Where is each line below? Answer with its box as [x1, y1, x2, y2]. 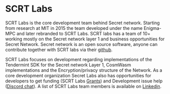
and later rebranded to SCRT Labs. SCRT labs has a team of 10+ [16, 30, 151, 36]
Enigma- [144, 25, 161, 31]
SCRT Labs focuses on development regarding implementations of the [5, 56, 152, 62]
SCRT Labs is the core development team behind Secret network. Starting [5, 20, 160, 26]
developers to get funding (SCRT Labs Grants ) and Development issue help [5, 78, 163, 84]
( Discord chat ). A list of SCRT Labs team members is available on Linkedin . [5, 83, 161, 89]
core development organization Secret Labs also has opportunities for [5, 72, 151, 78]
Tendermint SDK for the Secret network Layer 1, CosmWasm [5, 62, 131, 68]
